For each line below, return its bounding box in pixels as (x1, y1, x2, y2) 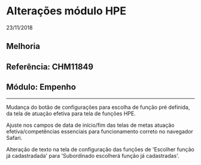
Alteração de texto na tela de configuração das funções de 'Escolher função (6, 145, 194, 153)
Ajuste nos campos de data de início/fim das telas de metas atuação (6, 121, 175, 129)
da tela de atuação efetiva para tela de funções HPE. (6, 109, 136, 117)
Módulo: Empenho (6, 82, 77, 92)
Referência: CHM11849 (6, 62, 94, 72)
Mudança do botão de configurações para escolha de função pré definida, (6, 103, 190, 111)
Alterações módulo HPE (6, 4, 127, 18)
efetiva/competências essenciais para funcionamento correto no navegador (6, 127, 193, 135)
